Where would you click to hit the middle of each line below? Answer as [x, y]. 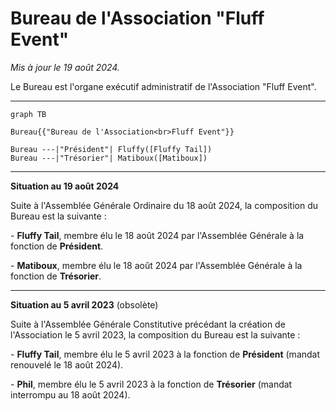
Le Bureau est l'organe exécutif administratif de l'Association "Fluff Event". [163, 86]
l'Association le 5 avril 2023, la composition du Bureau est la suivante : [155, 334]
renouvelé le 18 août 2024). [67, 364]
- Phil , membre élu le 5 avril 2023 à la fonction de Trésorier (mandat [151, 384]
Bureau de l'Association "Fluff [137, 18]
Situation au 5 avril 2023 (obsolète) [84, 304]
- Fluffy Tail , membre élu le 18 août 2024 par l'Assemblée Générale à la [157, 235]
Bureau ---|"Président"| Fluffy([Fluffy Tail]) [111, 149]
